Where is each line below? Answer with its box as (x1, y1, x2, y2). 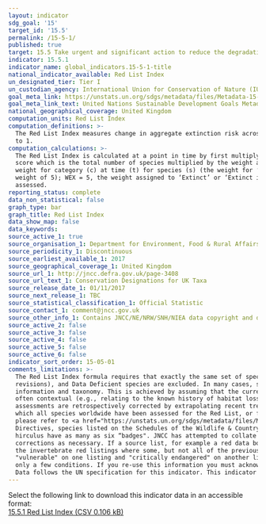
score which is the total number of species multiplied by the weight (15, 159, 253, 167)
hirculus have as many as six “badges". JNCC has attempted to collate (15, 431, 257, 440)
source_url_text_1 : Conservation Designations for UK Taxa (8, 277, 207, 285)
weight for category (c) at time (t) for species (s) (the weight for (15, 166, 253, 174)
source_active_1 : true (8, 233, 83, 241)
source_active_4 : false (8, 336, 87, 344)
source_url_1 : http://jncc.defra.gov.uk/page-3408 (8, 270, 179, 277)
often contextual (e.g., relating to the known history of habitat (15, 395, 243, 403)
